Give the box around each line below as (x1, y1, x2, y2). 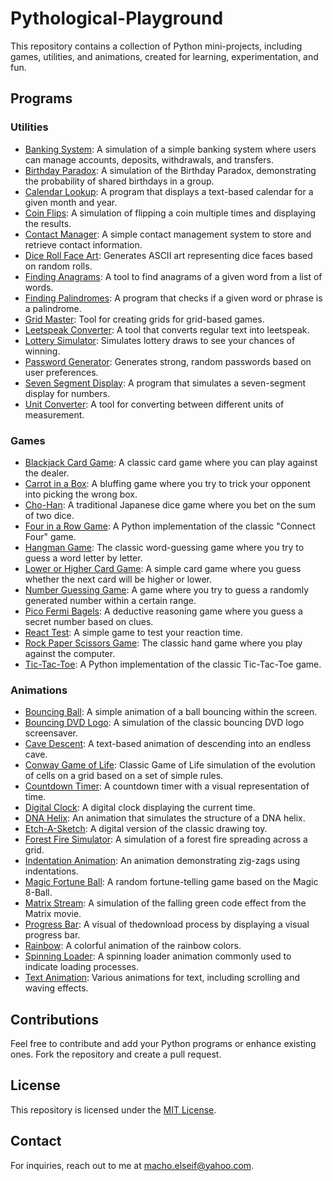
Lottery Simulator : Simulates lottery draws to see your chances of (24, 334, 296, 346)
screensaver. (24, 727, 79, 739)
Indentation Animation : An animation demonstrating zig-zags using (24, 855, 301, 867)
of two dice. (24, 509, 75, 521)
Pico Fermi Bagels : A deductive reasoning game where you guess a (24, 605, 303, 617)
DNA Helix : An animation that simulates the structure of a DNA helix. (24, 812, 306, 824)
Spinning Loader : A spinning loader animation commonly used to (24, 950, 292, 962)
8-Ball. (24, 887, 53, 899)
